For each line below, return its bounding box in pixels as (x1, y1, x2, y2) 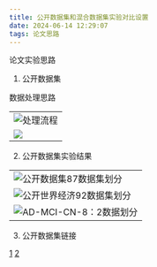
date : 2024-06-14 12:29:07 (9, 21, 108, 30)
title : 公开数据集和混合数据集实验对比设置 (9, 12, 149, 22)
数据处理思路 (9, 92, 56, 103)
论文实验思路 (9, 55, 56, 65)
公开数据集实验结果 (21, 151, 93, 162)
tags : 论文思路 (9, 29, 60, 38)
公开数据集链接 (21, 231, 77, 241)
